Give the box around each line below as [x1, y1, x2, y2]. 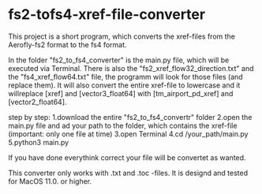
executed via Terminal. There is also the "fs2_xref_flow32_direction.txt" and [8, 63, 254, 73]
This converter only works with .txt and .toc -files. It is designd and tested [8, 168, 249, 177]
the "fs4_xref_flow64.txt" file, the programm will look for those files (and [8, 72, 243, 81]
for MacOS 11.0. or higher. [8, 176, 92, 186]
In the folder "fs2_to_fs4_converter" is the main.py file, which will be [8, 55, 230, 65]
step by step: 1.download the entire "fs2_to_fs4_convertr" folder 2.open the [8, 112, 253, 121]
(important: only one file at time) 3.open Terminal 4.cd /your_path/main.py [8, 129, 249, 139]
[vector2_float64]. [8, 97, 67, 106]
